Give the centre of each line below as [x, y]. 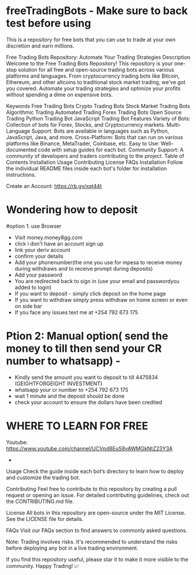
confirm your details [39, 256]
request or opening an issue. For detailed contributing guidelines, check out [98, 495]
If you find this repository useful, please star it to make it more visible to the [97, 559]
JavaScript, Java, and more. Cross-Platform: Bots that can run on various [94, 137]
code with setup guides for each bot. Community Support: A [111, 149]
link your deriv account [42, 250]
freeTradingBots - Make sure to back [97, 11]
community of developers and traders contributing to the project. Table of [95, 156]
